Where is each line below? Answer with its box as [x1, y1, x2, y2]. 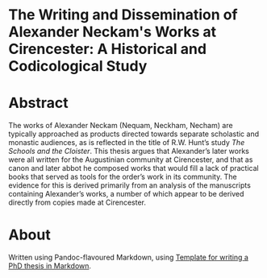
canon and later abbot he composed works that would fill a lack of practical [8, 164, 260, 173]
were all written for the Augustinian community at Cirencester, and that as [8, 155, 253, 164]
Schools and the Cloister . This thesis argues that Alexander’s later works [8, 147, 250, 156]
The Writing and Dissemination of [8, 6, 238, 24]
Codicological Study [8, 57, 148, 76]
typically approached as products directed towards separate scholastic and [8, 129, 260, 139]
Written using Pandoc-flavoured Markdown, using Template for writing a [8, 252, 248, 263]
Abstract [8, 94, 69, 112]
